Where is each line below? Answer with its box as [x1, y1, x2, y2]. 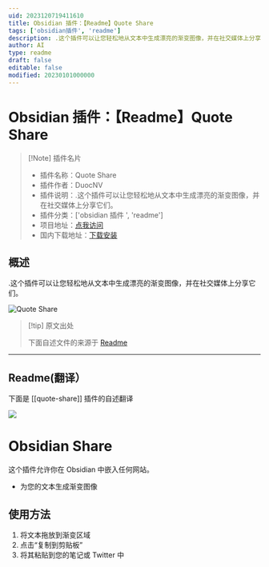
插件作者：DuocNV [39, 180, 103, 190]
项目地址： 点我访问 [39, 220, 104, 230]
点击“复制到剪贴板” [19, 540, 83, 549]
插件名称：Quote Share [39, 170, 117, 180]
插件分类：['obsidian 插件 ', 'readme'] [39, 210, 164, 220]
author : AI [8, 42, 45, 50]
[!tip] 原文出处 [27, 321, 74, 330]
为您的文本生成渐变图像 [19, 481, 98, 492]
